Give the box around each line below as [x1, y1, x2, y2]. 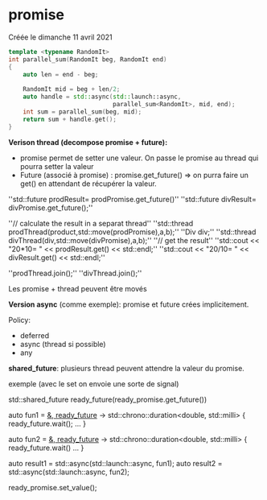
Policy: [8, 315, 31, 324]
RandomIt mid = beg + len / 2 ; [23, 85, 121, 93]
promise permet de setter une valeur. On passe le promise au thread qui [19, 153, 259, 163]
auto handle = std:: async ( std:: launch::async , [23, 93, 182, 101]
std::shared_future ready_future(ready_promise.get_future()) [8, 395, 207, 404]
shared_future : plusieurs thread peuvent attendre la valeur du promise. [8, 363, 245, 373]
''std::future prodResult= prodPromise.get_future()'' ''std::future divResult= [8, 194, 257, 204]
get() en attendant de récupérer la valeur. [19, 179, 157, 188]
